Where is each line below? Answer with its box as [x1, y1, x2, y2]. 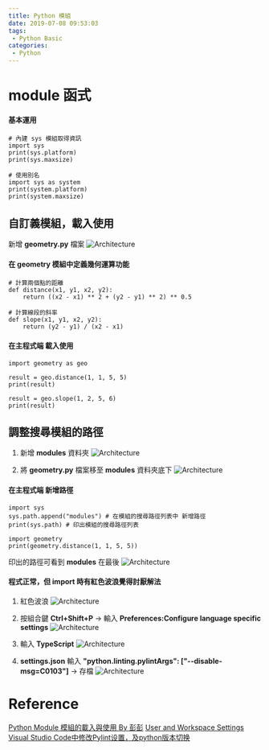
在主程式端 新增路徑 [8, 485, 74, 495]
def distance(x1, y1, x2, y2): [8, 286, 113, 295]
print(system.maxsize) [8, 192, 84, 201]
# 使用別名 [8, 171, 40, 179]
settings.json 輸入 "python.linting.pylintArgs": [19, 656, 180, 666]
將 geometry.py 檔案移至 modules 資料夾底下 [19, 465, 173, 475]
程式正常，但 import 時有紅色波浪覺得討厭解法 [8, 577, 161, 587]
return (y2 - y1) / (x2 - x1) [22, 323, 124, 331]
